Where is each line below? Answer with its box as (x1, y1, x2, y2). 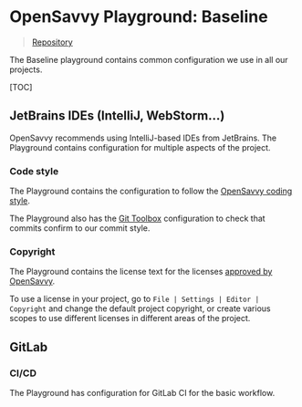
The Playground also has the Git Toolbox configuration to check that (9, 213, 266, 224)
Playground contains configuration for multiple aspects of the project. (9, 141, 271, 152)
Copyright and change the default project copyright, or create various (9, 303, 271, 314)
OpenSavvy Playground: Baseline (9, 6, 268, 27)
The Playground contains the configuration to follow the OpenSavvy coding (9, 185, 293, 197)
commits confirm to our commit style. (9, 223, 151, 234)
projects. (9, 64, 43, 75)
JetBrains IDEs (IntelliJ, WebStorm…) (9, 108, 225, 124)
